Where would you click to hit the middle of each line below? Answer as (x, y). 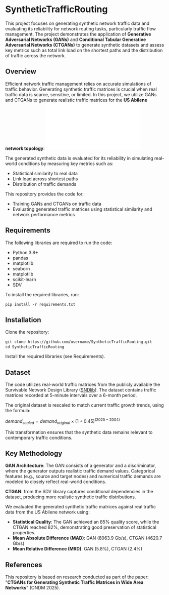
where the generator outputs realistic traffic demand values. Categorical (80, 471)
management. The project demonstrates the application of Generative (78, 34)
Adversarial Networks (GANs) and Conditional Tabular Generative (76, 39)
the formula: (18, 411)
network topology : (25, 148)
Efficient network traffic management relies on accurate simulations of (78, 84)
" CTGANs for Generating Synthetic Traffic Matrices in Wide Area (74, 582)
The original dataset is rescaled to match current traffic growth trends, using (84, 405)
